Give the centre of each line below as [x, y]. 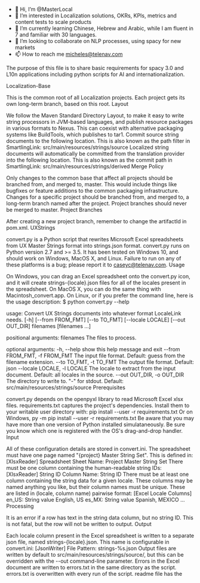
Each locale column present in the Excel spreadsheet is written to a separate [100, 535]
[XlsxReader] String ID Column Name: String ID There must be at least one [98, 474]
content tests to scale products [53, 22]
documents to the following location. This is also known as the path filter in [98, 141]
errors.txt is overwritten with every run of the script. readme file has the [94, 574]
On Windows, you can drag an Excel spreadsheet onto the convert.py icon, [98, 276]
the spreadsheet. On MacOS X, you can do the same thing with [84, 289]
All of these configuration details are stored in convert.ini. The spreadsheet [99, 449]
